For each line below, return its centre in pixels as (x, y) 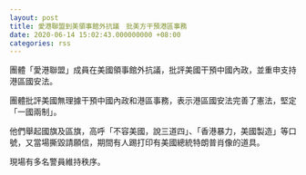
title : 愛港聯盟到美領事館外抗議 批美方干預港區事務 (98, 26)
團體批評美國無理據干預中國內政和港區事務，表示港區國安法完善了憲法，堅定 (153, 101)
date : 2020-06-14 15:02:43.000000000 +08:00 (95, 34)
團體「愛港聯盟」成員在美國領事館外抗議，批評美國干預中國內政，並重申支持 (153, 70)
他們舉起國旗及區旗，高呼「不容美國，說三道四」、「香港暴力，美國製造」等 (149, 131)
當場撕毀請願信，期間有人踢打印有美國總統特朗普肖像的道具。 (149, 142)
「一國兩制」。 (36, 112)
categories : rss (40, 43)
